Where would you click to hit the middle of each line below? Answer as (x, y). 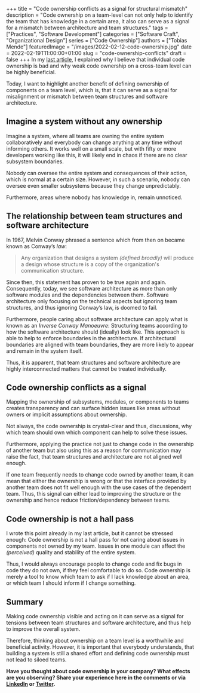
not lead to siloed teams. (36, 660)
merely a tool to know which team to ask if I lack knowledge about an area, (98, 577)
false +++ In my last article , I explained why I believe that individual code (96, 59)
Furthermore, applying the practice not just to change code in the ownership (100, 444)
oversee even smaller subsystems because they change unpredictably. (93, 185)
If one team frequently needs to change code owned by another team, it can (100, 475)
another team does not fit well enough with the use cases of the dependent (99, 487)
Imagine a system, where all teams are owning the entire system (85, 136)
